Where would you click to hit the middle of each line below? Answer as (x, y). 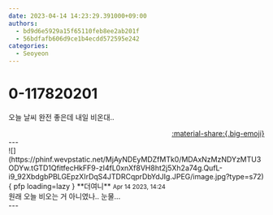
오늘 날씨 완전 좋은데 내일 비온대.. (62, 117)
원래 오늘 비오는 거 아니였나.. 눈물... (65, 196)
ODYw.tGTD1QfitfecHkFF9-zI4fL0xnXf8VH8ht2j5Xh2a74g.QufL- (116, 168)
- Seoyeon (32, 54)
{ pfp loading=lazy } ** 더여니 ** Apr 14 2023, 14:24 (87, 186)
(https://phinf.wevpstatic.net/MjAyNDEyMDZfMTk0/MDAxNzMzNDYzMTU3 (135, 159)
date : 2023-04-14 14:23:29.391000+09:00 (78, 16)
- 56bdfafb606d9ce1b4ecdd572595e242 (78, 39)
